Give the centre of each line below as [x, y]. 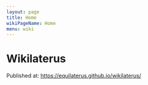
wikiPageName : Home [31, 23]
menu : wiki [20, 29]
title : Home [21, 18]
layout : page [23, 12]
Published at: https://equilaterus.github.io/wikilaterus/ [74, 76]
